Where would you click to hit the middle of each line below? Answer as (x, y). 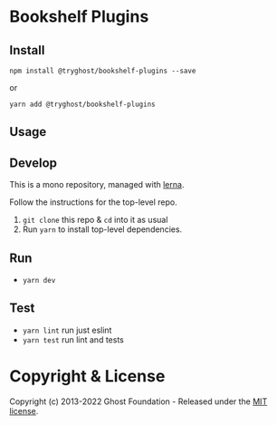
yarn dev (39, 281)
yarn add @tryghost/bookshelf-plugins (82, 104)
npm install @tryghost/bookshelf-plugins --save (103, 71)
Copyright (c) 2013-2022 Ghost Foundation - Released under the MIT (138, 401)
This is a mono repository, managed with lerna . (97, 185)
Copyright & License (87, 377)
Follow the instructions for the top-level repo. (94, 202)
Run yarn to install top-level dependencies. (102, 229)
